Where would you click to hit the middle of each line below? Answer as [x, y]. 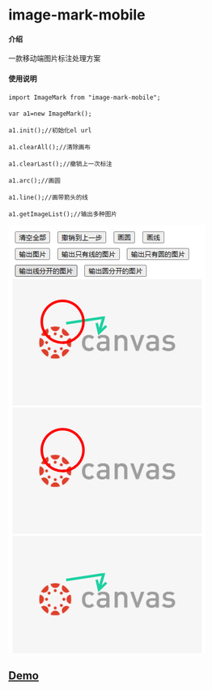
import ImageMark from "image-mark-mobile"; [85, 97]
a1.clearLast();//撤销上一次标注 [60, 164]
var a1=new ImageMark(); [50, 114]
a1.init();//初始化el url [50, 130]
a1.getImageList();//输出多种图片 [63, 214]
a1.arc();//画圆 [34, 180]
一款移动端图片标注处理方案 [55, 58]
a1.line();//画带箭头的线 [49, 197]
